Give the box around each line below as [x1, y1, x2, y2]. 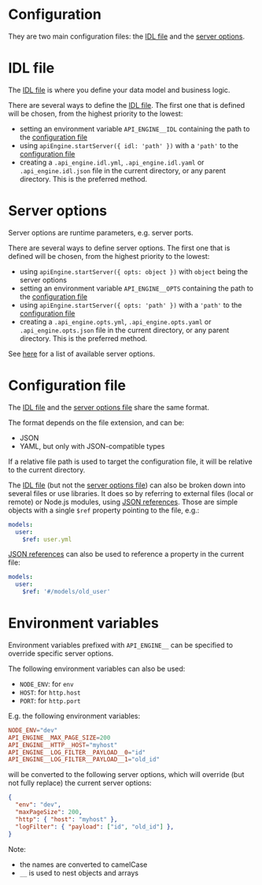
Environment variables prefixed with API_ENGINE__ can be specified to [8, 640, 234, 650]
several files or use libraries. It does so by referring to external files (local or [8, 488, 254, 498]
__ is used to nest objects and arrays [19, 868, 139, 877]
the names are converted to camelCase [19, 860, 148, 869]
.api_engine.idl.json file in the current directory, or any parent [19, 165, 226, 175]
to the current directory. [8, 465, 86, 474]
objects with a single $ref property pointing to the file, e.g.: [8, 505, 200, 515]
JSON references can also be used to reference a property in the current [8, 550, 244, 559]
